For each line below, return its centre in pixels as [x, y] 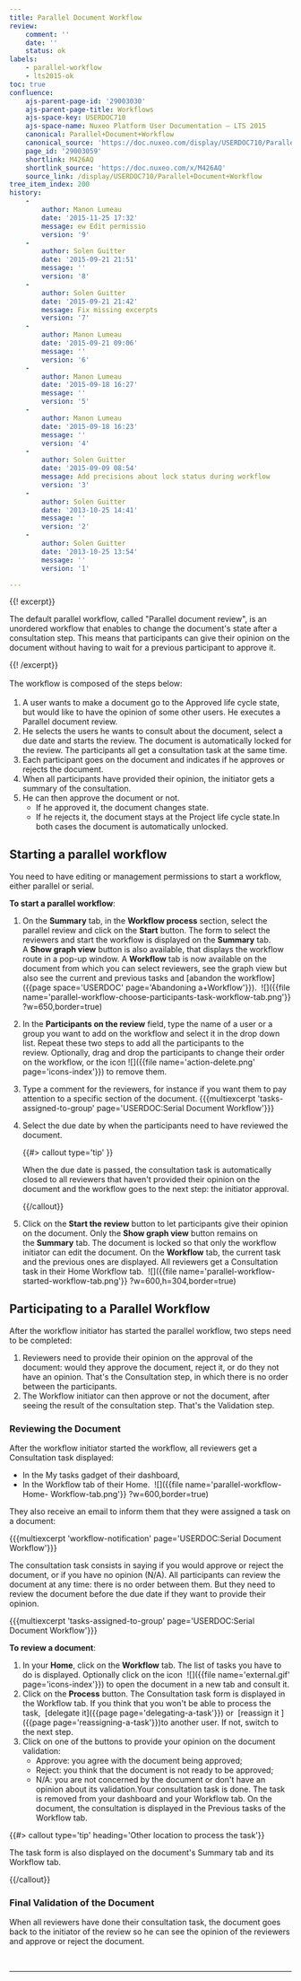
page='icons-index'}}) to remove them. [95, 1071]
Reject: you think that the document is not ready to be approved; [155, 1770]
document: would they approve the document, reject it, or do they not [150, 1367]
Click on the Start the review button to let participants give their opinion [155, 1223]
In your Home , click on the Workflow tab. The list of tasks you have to [152, 1665]
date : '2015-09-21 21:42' [90, 302]
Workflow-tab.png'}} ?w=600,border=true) [129, 1494]
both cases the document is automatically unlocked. [132, 826]
